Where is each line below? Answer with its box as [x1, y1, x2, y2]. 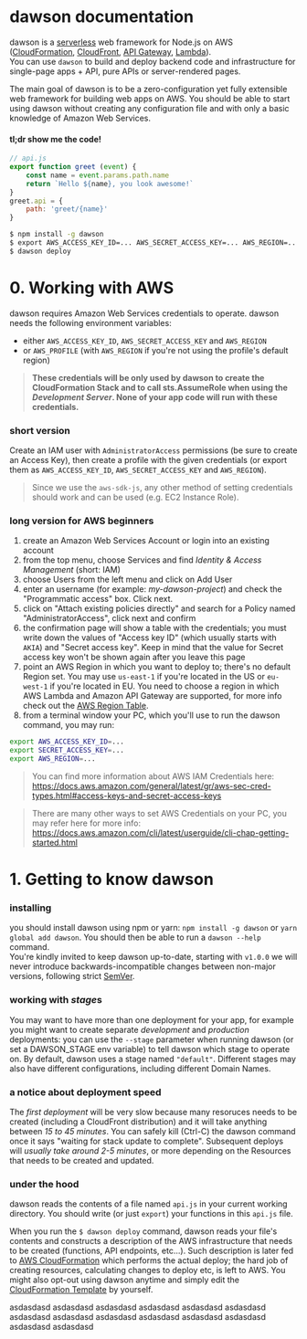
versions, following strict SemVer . [9, 971, 135, 982]
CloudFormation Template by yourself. [9, 1284, 153, 1295]
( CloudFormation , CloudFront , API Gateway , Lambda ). [9, 46, 212, 57]
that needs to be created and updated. [9, 1155, 154, 1165]
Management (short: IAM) [22, 564, 122, 575]
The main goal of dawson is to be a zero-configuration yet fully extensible [9, 83, 288, 94]
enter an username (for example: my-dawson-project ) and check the [22, 584, 282, 595]
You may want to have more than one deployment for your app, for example [9, 1014, 294, 1025]
